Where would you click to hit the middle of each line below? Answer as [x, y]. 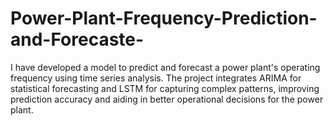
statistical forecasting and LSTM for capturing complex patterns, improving [165, 88]
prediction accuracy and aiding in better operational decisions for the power [167, 99]
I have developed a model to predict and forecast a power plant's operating [165, 67]
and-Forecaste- [77, 39]
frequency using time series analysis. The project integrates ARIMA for [156, 78]
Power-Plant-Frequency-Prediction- [164, 18]
